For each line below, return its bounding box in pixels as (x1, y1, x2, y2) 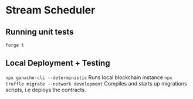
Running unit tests (5, 27, 74, 37)
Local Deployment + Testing (5, 58, 110, 68)
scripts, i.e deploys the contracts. (5, 86, 86, 93)
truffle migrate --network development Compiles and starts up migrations (5, 80, 187, 87)
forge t (5, 42, 25, 48)
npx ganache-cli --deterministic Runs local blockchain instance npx (5, 74, 172, 81)
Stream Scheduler (5, 4, 96, 17)
